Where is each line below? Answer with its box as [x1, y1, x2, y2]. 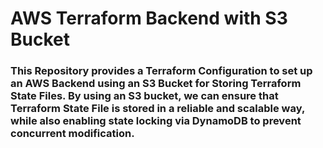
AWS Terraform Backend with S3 [10, 7, 288, 30]
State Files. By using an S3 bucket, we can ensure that [10, 89, 279, 103]
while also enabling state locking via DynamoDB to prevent [10, 114, 302, 128]
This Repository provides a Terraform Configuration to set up [10, 64, 313, 78]
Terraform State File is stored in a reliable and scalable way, [10, 102, 305, 116]
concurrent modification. [10, 127, 135, 141]
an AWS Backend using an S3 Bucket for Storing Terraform [10, 77, 302, 91]
